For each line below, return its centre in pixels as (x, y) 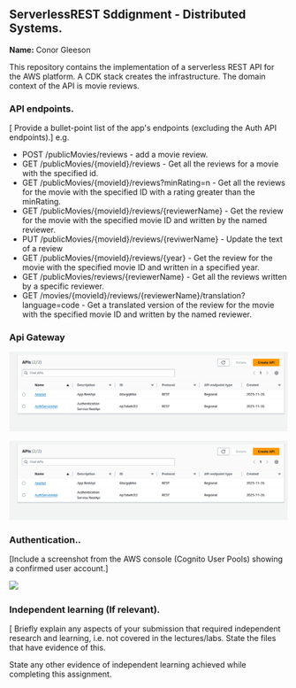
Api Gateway (37, 337)
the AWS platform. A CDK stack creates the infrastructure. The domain (138, 76)
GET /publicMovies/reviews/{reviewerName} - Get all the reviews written (154, 277)
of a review (42, 249)
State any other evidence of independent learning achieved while (128, 665)
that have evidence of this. (57, 648)
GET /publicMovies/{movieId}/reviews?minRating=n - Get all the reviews (153, 183)
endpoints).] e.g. (39, 137)
